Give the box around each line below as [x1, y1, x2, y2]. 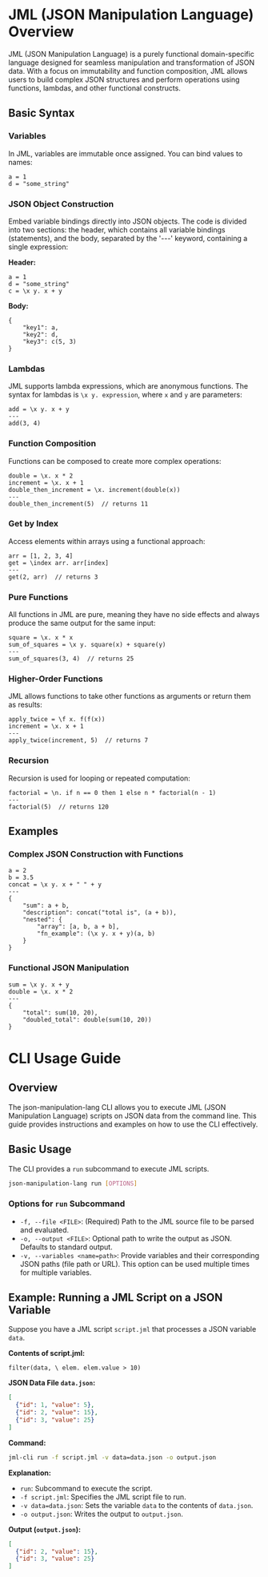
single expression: [8, 242, 69, 252]
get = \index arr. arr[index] [8, 559, 110, 567]
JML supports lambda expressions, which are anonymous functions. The [8, 381, 249, 391]
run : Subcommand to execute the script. [19, 1483, 153, 1493]
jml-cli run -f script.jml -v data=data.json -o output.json [8, 1453, 217, 1462]
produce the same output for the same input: [8, 619, 156, 628]
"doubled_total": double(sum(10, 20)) [22, 1015, 152, 1023]
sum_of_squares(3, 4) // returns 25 [8, 655, 134, 663]
